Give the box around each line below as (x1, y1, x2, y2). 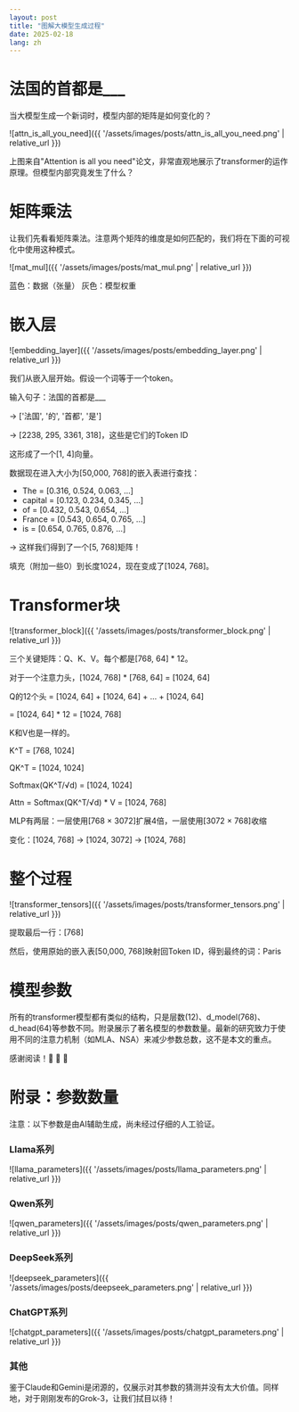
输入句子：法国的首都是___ (9, 392, 107, 402)
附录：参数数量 (9, 1087, 119, 1108)
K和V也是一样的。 (9, 728, 76, 738)
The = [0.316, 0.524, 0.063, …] (21, 485, 133, 496)
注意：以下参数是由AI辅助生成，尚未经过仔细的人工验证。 (9, 1119, 220, 1129)
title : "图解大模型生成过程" (9, 21, 105, 30)
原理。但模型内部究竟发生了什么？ (9, 167, 134, 178)
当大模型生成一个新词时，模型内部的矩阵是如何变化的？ (9, 111, 212, 121)
